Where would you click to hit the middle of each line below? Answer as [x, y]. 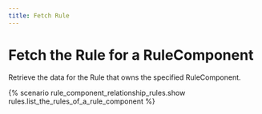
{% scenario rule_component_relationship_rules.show [97, 92]
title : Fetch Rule [39, 16]
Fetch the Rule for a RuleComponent [131, 55]
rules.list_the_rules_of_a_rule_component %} [82, 101]
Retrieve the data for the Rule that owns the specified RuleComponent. [125, 77]
